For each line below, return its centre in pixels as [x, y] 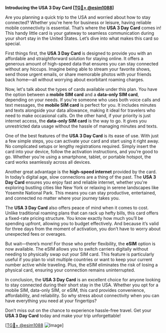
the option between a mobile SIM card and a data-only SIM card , [72, 95]
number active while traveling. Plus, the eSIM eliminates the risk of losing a [82, 265]
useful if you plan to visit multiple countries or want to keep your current [79, 260]
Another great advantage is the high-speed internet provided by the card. [81, 172]
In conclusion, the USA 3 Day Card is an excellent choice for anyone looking [83, 280]
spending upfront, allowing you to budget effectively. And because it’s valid [82, 224]
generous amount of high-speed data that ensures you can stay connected [82, 64]
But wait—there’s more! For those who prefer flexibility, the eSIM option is [80, 244]
